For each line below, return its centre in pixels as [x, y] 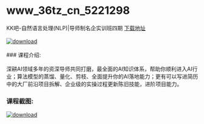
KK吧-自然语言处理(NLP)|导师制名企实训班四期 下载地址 [76, 28]
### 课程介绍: [24, 54]
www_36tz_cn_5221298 [68, 11]
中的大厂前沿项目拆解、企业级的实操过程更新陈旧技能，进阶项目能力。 [94, 84]
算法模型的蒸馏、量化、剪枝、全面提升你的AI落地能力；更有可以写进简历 [107, 76]
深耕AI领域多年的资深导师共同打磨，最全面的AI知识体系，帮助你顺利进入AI [100, 69]
